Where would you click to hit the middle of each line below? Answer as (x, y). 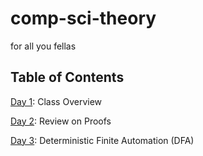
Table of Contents (67, 77)
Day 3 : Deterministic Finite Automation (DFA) (102, 140)
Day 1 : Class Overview (56, 101)
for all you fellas (43, 46)
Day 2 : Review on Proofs (61, 121)
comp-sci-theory (83, 18)
